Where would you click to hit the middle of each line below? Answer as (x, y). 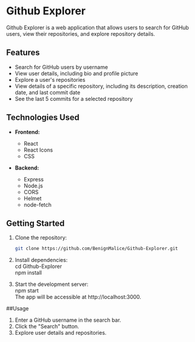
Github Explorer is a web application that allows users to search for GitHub (97, 27)
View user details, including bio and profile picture (76, 73)
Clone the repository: (41, 238)
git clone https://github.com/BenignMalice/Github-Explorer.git (96, 249)
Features (23, 53)
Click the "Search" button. (47, 326)
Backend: (27, 168)
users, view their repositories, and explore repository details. (81, 33)
